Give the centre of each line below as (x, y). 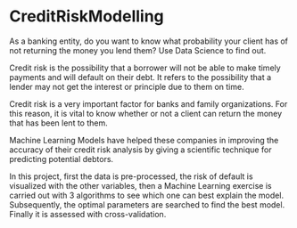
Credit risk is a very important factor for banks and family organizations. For (148, 103)
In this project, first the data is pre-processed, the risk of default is (131, 176)
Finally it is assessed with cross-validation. (88, 214)
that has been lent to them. (59, 123)
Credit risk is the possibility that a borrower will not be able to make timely (145, 68)
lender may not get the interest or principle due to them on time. (127, 86)
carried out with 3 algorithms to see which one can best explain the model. (146, 195)
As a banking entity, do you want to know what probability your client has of (148, 41)
